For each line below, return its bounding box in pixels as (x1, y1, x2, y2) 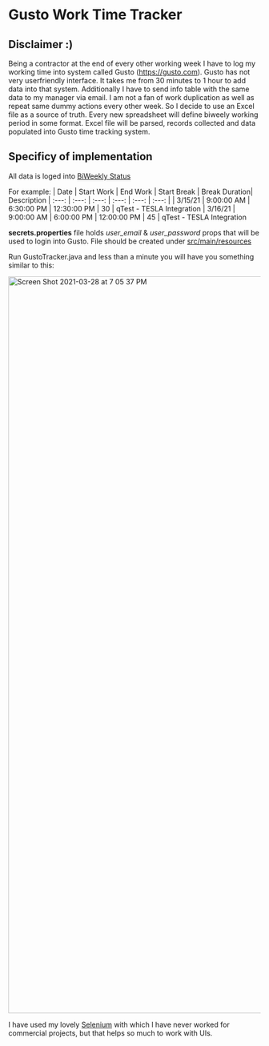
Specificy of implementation (8, 150, 153, 163)
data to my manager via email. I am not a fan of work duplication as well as (8, 93, 255, 102)
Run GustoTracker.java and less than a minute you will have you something (8, 251, 255, 261)
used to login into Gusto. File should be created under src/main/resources (8, 236, 252, 246)
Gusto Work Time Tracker (8, 6, 183, 24)
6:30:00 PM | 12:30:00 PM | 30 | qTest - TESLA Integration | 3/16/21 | (8, 203, 236, 213)
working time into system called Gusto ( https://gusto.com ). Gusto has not (8, 67, 251, 77)
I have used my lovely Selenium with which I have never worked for (8, 1020, 230, 1029)
